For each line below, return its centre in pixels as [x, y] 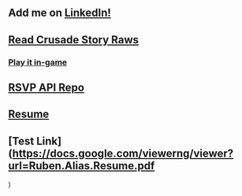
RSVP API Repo [47, 88]
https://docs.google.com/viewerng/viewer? [123, 153]
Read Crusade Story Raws [74, 40]
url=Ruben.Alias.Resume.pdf [82, 166]
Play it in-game [38, 62]
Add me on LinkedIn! [60, 13]
